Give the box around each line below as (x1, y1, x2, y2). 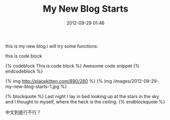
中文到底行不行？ (5, 109, 41, 115)
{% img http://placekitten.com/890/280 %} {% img (5, 78, 112, 84)
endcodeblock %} (5, 68, 43, 74)
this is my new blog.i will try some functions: (5, 43, 98, 49)
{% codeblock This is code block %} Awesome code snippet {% (5, 63, 140, 69)
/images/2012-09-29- (112, 78, 159, 84)
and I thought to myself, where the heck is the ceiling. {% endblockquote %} (5, 99, 165, 105)
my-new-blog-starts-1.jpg (5, 83, 60, 89)
